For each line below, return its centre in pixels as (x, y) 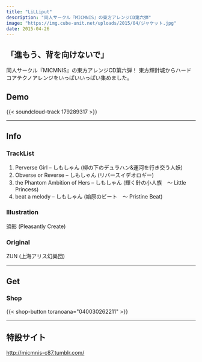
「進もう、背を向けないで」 (57, 55)
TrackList (20, 153)
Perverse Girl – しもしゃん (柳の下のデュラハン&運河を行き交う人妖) (99, 167)
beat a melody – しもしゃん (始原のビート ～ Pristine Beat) (89, 196)
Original (18, 242)
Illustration (23, 212)
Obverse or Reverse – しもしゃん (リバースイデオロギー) (84, 175)
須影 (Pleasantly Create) (36, 226)
